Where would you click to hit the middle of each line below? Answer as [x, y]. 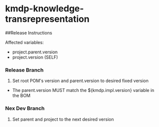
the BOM [21, 96]
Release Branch [24, 70]
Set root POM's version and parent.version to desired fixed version [80, 81]
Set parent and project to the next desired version [63, 119]
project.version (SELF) [35, 57]
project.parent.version [35, 52]
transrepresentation [47, 19]
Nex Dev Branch [25, 108]
